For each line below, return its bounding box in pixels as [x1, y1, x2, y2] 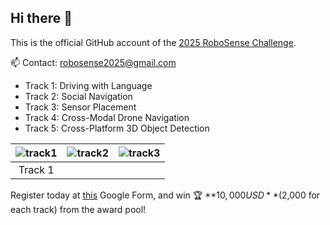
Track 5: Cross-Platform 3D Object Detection [24, 122, 210, 134]
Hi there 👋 [10, 10, 73, 27]
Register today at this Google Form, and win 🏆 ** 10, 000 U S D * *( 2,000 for [10, 189, 321, 201]
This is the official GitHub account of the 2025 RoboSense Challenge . [10, 36, 297, 48]
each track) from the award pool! [10, 203, 147, 215]
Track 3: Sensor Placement [24, 101, 137, 113]
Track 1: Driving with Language [24, 79, 153, 91]
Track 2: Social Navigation [24, 90, 133, 102]
